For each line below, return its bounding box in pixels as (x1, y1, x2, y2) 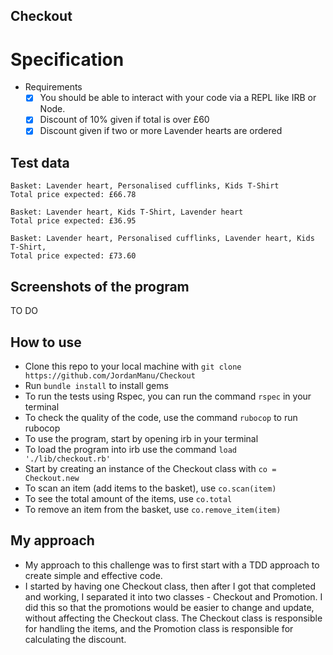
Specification (10, 48, 125, 71)
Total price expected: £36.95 (10, 216, 137, 226)
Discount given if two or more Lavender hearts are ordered (39, 125, 283, 137)
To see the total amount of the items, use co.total (24, 492, 233, 504)
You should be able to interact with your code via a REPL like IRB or (39, 92, 317, 104)
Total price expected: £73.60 (10, 251, 137, 261)
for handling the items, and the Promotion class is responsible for (24, 622, 294, 634)
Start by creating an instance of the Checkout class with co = (24, 462, 277, 474)
